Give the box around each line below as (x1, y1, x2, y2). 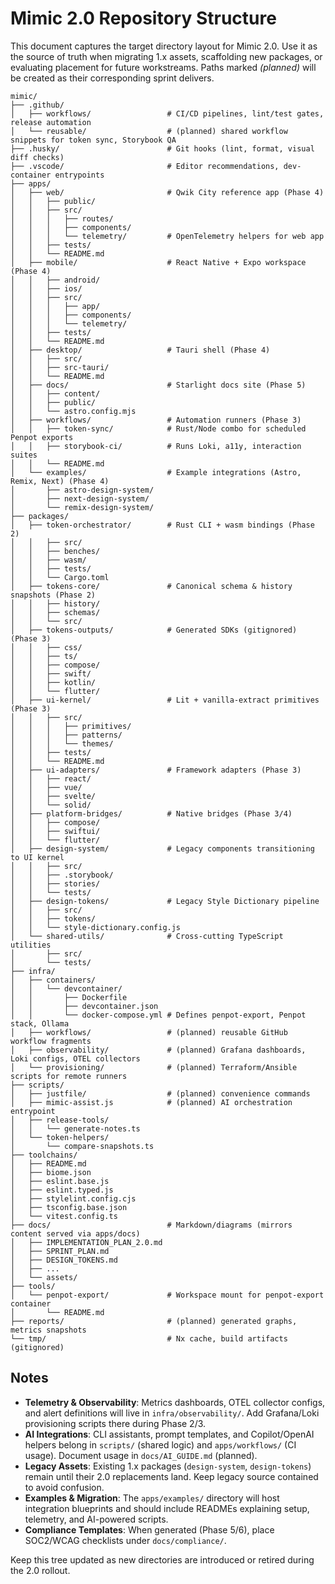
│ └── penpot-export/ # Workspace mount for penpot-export (10, 1290, 325, 1300)
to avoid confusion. (24, 1481, 105, 1493)
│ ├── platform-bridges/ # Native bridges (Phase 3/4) (10, 808, 293, 819)
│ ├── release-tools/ (10, 1115, 110, 1125)
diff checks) (10, 152, 65, 162)
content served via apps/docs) (10, 1228, 141, 1239)
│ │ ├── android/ (10, 275, 101, 285)
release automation (10, 117, 92, 127)
